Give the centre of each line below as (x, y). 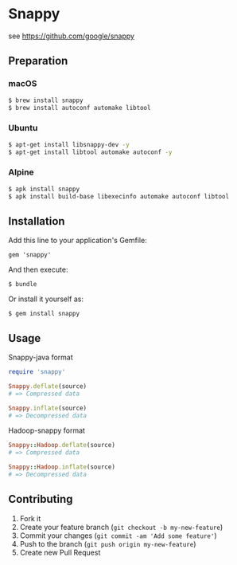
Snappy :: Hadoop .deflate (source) (62, 445)
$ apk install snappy (44, 189)
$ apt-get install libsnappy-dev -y (69, 144)
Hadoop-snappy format (47, 430)
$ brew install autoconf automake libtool (80, 108)
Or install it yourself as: (46, 299)
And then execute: (38, 270)
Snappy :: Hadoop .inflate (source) (62, 467)
